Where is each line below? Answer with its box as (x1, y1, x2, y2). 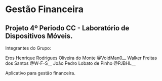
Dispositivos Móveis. (5, 31, 73, 40)
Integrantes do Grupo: (5, 45, 52, 51)
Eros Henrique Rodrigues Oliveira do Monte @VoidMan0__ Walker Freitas (5, 55, 157, 61)
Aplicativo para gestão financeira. (5, 70, 76, 76)
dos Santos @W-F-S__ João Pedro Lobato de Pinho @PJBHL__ (5, 60, 136, 66)
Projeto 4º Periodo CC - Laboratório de (5, 24, 130, 32)
